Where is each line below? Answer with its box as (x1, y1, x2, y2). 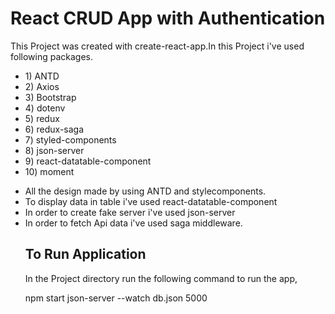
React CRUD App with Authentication (10, 7, 326, 30)
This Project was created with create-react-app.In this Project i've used (10, 40, 305, 52)
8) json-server (24, 144, 85, 156)
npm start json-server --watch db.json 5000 (24, 292, 208, 304)
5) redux (24, 112, 60, 124)
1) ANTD (24, 70, 60, 82)
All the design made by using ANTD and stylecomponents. (24, 185, 267, 197)
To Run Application (24, 246, 147, 263)
